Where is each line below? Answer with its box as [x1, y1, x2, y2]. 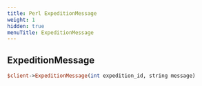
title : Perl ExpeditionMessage [7, 10, 97, 17]
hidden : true [7, 23, 45, 29]
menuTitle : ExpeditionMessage [7, 29, 94, 36]
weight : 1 [7, 16, 36, 23]
